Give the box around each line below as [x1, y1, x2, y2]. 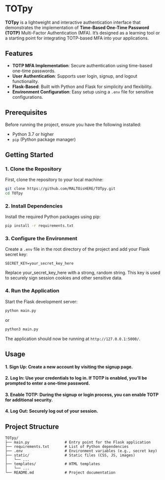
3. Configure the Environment [5, 235, 78, 242]
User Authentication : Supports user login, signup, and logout [12, 73, 137, 79]
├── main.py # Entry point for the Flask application [5, 440, 151, 445]
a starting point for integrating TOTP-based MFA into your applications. [5, 35, 149, 41]
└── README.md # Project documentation [5, 470, 116, 475]
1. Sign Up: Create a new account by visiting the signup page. [5, 364, 133, 370]
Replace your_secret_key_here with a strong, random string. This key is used [5, 270, 161, 276]
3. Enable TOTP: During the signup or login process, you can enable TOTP [5, 392, 159, 397]
